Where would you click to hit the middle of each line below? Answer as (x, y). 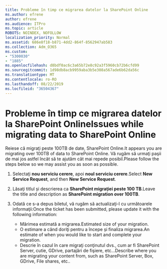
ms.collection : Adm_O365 (31, 47)
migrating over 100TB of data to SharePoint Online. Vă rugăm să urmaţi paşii (83, 154)
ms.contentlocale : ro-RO (31, 79)
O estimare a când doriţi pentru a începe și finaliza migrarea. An (84, 230)
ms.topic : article (24, 28)
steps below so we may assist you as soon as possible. (62, 164)
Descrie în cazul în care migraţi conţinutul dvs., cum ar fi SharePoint (89, 246)
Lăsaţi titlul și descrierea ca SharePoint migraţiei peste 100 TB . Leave (84, 189)
